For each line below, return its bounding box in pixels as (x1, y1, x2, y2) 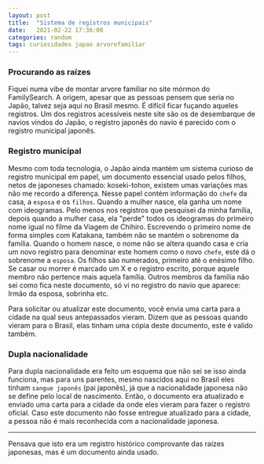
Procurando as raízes (8, 67, 91, 78)
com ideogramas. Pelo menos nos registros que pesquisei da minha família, (8, 205, 253, 214)
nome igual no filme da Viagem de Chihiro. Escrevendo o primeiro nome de (8, 221, 251, 232)
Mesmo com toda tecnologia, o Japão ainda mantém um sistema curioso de (8, 163, 254, 173)
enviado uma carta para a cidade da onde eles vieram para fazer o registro (8, 400, 251, 409)
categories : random (8, 33, 72, 42)
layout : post (8, 11, 51, 20)
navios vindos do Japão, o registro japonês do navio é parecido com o (8, 118, 236, 127)
